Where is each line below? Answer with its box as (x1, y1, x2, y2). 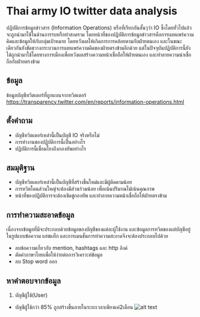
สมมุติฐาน (6, 162, 35, 173)
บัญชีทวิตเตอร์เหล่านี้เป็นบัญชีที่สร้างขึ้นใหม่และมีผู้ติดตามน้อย (14, 179, 132, 186)
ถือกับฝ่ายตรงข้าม (6, 58, 40, 65)
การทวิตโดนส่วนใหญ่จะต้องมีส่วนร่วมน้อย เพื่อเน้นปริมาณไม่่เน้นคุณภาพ (14, 185, 154, 192)
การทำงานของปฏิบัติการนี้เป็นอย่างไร (14, 138, 86, 145)
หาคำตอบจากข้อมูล (6, 276, 61, 286)
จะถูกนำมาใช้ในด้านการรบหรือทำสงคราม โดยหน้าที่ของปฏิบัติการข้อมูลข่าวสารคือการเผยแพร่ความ (6, 31, 194, 38)
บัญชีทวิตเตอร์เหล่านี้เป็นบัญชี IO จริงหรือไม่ (14, 131, 100, 138)
